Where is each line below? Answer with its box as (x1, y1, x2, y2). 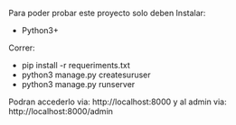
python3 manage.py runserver (21, 79, 136, 89)
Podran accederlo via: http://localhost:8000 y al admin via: (8, 96, 227, 107)
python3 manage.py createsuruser (21, 69, 151, 80)
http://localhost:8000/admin (8, 106, 114, 116)
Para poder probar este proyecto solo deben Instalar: (8, 8, 206, 18)
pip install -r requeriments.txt (21, 60, 130, 70)
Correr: (8, 42, 35, 53)
